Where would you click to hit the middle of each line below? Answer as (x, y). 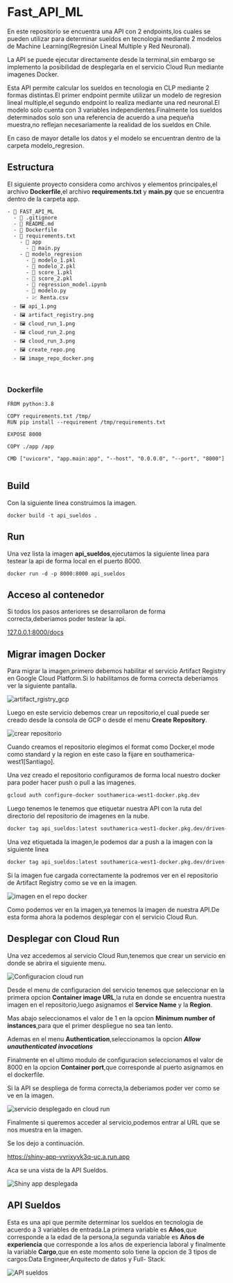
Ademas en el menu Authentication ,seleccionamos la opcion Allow (104, 1038)
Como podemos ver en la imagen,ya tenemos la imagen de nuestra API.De (113, 909)
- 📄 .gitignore (35, 217)
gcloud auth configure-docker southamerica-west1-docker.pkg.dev (103, 795)
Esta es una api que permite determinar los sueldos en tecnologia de (105, 1222)
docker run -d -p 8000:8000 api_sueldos (67, 574)
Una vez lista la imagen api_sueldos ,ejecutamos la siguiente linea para (108, 554)
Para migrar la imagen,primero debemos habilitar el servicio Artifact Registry (116, 671)
